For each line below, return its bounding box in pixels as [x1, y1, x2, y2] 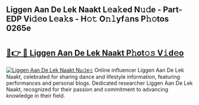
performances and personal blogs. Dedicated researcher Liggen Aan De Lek [6, 79, 193, 87]
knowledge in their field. [6, 92, 65, 99]
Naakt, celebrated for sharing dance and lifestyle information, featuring [6, 74, 180, 80]
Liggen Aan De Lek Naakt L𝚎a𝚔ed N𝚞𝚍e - [6, 5, 162, 15]
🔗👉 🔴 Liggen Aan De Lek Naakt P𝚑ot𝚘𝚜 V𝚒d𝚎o [6, 47, 184, 58]
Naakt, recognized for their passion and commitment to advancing [6, 86, 169, 93]
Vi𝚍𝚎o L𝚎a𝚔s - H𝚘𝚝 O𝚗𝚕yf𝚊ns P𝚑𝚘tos [23, 14, 169, 24]
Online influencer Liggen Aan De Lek [94, 66, 184, 74]
